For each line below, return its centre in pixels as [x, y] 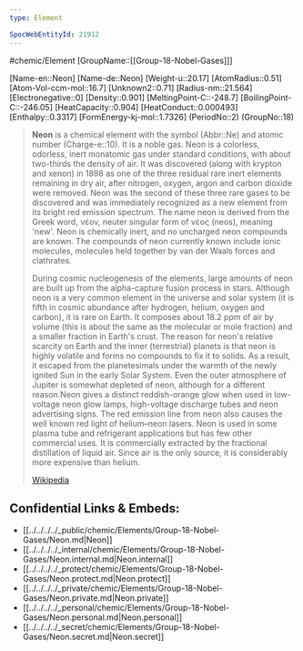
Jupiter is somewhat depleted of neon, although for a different [148, 385]
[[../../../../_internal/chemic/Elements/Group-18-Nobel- [124, 550]
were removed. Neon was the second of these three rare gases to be [161, 192]
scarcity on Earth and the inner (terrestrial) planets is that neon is [153, 346]
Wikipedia [50, 480]
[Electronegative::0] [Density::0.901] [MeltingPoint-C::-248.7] [124, 98]
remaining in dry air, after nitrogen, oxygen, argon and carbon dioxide [162, 182]
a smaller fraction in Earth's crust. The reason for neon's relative [152, 336]
